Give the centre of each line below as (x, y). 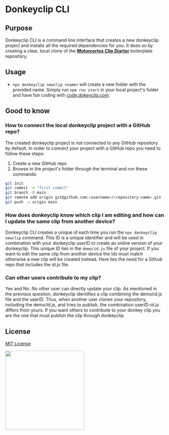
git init (14, 183)
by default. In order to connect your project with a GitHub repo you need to (83, 148)
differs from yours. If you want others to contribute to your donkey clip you (83, 310)
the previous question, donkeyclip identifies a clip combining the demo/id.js (84, 294)
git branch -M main (26, 193)
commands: (25, 174)
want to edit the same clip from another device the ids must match (74, 254)
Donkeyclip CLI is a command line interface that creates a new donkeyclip (82, 40)
